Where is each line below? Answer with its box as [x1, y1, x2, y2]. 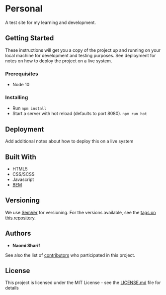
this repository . [5, 215, 36, 221]
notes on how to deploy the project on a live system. [5, 58, 112, 64]
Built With [5, 152, 36, 161]
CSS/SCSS [12, 171, 35, 177]
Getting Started [5, 34, 54, 42]
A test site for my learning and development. [5, 19, 96, 25]
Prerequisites [5, 70, 38, 77]
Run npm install [12, 105, 47, 111]
